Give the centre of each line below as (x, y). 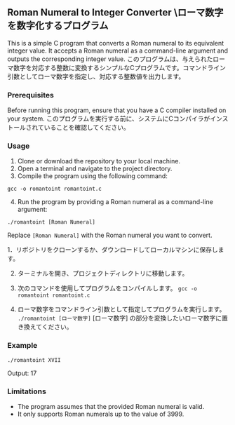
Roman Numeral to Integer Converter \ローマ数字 (115, 13)
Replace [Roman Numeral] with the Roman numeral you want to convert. (110, 235)
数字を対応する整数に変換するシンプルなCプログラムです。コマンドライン (119, 67)
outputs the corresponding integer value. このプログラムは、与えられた (110, 59)
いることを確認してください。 (87, 128)
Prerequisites (31, 95)
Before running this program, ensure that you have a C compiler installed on (117, 110)
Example (22, 346)
